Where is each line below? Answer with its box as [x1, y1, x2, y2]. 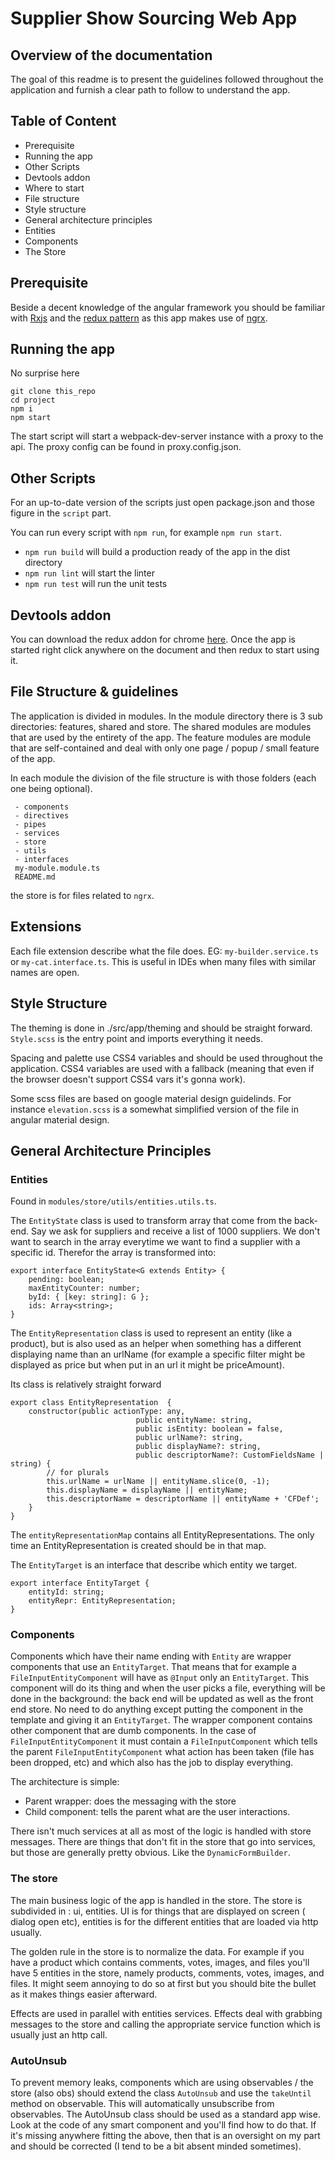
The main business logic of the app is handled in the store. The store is [10, 1894, 303, 1906]
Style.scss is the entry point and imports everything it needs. [10, 1032, 263, 1044]
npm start [10, 413, 52, 423]
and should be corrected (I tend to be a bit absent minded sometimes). [10, 2140, 302, 2152]
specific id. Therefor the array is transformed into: [10, 1247, 217, 1259]
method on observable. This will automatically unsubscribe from [10, 2098, 275, 2110]
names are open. [10, 966, 80, 978]
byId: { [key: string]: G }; [28, 1292, 150, 1302]
